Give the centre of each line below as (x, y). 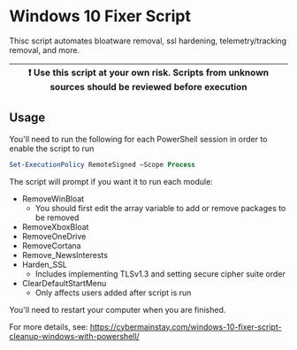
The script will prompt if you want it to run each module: (111, 181)
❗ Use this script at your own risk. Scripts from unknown (148, 72)
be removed (57, 217)
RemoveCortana (51, 246)
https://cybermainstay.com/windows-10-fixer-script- (186, 327)
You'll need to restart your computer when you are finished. (118, 309)
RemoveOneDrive (54, 236)
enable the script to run (52, 148)
